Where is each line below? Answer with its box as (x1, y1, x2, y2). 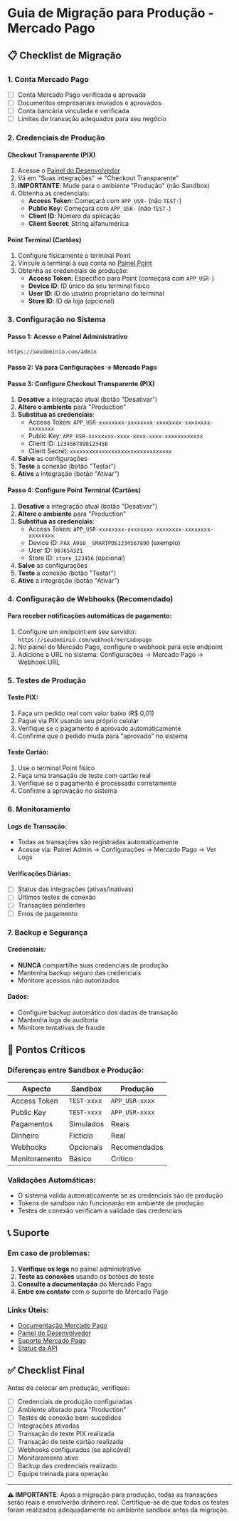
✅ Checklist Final (7, 1364, 85, 1376)
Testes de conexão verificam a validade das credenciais (17, 1206, 183, 1215)
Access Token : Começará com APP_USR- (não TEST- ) (28, 197, 182, 205)
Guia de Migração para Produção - (7, 5, 215, 21)
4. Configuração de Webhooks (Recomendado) (7, 593, 174, 603)
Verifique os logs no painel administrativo (17, 1265, 141, 1273)
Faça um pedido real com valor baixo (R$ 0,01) (17, 709, 154, 717)
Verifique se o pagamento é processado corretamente (17, 779, 177, 788)
